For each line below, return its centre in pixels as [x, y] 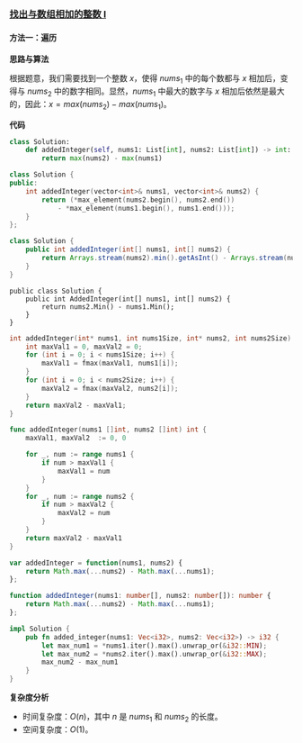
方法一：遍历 [33, 37]
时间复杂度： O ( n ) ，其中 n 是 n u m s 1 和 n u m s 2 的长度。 [122, 718]
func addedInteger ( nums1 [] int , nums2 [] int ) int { [108, 430]
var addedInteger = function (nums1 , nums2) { [96, 563]
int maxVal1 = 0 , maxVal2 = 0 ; [84, 347]
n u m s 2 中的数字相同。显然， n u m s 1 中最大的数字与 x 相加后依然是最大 [155, 92]
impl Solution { [40, 629]
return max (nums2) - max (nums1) [102, 159]
